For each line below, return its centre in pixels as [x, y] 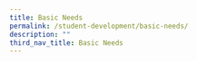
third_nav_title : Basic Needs [67, 43]
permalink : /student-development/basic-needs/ [99, 26]
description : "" [40, 34]
